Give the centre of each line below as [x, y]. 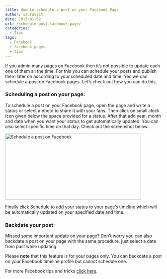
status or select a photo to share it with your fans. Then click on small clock [83, 111]
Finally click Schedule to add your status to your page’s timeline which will [81, 207]
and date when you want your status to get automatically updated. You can [82, 121]
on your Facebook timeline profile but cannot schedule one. [66, 262]
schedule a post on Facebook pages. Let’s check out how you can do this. [81, 81]
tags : [11, 38]
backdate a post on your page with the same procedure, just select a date [81, 241]
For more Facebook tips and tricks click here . [51, 271]
